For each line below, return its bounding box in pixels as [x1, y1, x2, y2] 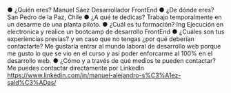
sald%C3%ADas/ [7, 79, 57, 86]
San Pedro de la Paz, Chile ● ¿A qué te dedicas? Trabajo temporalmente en [7, 13, 222, 21]
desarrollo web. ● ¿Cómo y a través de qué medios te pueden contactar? [7, 57, 216, 64]
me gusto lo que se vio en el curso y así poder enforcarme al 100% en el [7, 49, 213, 57]
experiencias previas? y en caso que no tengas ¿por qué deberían [7, 35, 194, 43]
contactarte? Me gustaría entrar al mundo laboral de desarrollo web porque [7, 42, 221, 50]
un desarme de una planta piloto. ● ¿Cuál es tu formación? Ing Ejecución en [7, 21, 224, 28]
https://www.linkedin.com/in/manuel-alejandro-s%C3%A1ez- [7, 71, 181, 79]
